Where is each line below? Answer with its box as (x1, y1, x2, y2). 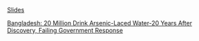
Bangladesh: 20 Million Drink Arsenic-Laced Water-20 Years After (7, 19, 193, 27)
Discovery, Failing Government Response (7, 27, 123, 34)
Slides (7, 6, 25, 14)
